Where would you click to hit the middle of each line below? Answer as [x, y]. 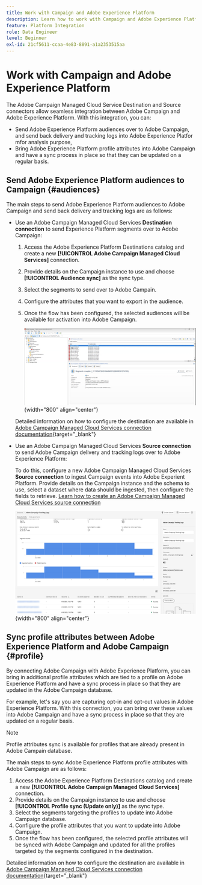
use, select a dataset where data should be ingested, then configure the [104, 490]
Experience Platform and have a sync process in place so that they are [93, 683]
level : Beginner [26, 38]
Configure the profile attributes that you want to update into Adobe [97, 825]
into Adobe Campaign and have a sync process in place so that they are [95, 714]
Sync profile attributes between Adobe [81, 637]
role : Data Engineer [32, 32]
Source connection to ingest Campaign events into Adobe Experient [100, 476]
